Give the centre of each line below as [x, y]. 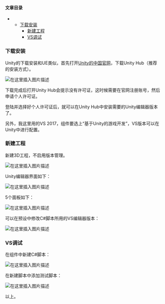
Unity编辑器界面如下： [28, 176]
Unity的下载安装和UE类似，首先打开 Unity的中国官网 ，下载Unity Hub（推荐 [81, 63]
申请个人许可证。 [23, 96]
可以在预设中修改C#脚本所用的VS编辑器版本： [52, 218]
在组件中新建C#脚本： [28, 255]
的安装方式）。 [19, 69]
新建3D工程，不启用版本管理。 [36, 155]
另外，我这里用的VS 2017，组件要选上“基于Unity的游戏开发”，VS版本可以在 [82, 123]
